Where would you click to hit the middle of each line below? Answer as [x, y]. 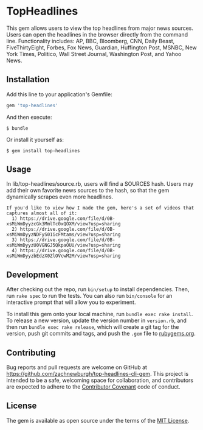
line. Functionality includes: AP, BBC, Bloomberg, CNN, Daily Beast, [91, 41]
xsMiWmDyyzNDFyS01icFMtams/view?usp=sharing [64, 235]
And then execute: [29, 117]
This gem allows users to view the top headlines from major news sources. [100, 28]
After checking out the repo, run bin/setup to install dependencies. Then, [98, 289]
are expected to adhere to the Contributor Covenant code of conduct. [93, 387]
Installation [28, 79]
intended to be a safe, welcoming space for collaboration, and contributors [100, 380]
